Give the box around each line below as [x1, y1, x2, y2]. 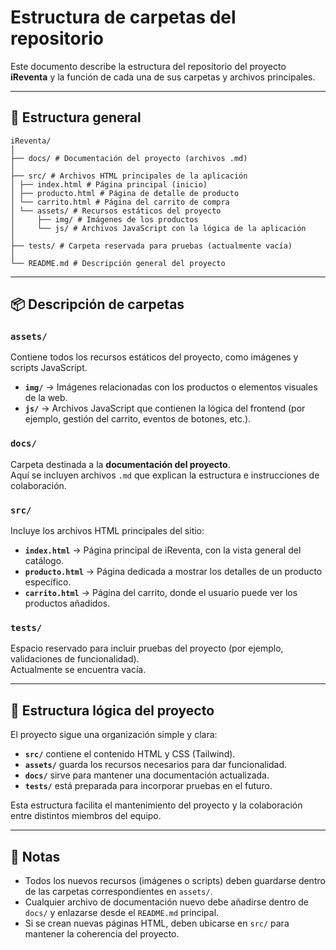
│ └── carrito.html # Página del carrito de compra [10, 197, 230, 207]
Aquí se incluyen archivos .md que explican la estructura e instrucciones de [10, 469, 320, 481]
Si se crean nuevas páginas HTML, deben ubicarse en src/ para [24, 917, 290, 929]
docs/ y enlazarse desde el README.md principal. [24, 906, 220, 918]
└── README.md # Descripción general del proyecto [10, 258, 226, 268]
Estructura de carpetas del [10, 6, 237, 29]
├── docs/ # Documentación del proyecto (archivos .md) [10, 153, 248, 163]
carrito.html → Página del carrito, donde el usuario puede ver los [24, 587, 298, 599]
